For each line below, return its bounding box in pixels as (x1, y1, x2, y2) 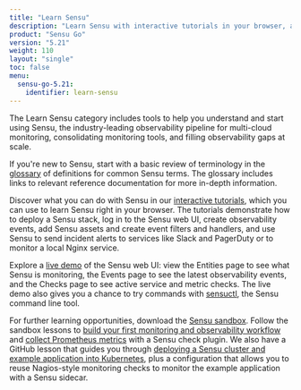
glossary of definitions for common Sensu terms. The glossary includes (9, 167, 273, 179)
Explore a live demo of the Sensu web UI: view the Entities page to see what (9, 259, 290, 270)
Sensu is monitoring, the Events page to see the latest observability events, (9, 269, 287, 280)
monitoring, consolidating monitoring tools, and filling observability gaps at (9, 131, 285, 142)
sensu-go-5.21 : (17, 80, 74, 89)
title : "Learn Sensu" (9, 13, 90, 22)
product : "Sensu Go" (9, 30, 87, 38)
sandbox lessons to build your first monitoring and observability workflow (9, 324, 281, 335)
